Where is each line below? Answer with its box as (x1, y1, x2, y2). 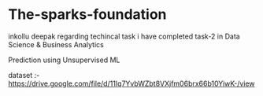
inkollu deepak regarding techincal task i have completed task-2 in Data (8, 31, 240, 41)
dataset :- (8, 70, 40, 79)
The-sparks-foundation (8, 6, 167, 24)
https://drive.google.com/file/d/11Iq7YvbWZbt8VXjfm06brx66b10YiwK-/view (8, 79, 255, 88)
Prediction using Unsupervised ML (8, 55, 120, 65)
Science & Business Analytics (8, 39, 104, 49)
